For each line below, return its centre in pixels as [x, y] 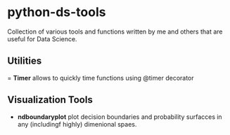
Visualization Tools [50, 100]
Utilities [25, 61]
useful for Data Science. [42, 38]
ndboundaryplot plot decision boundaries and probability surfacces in [120, 117]
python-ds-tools [57, 12]
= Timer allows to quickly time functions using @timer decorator [101, 78]
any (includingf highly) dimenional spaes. [77, 124]
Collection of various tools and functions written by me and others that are [115, 31]
